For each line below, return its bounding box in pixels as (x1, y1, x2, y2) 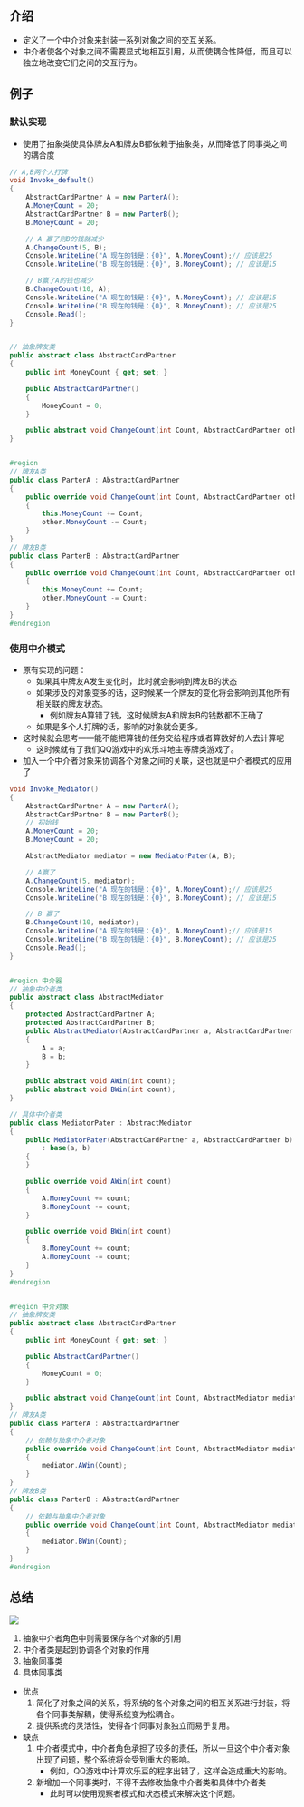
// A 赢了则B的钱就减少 (25, 234, 104, 243)
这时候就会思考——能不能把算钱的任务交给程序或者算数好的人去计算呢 (22, 732, 285, 743)
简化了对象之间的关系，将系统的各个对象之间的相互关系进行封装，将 (35, 1697, 290, 1708)
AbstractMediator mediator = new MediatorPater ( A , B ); (25, 852, 237, 861)
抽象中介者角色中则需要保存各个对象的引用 (22, 1632, 182, 1644)
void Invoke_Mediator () (9, 784, 100, 794)
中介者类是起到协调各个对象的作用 (22, 1644, 150, 1655)
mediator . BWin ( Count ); (42, 1537, 128, 1547)
